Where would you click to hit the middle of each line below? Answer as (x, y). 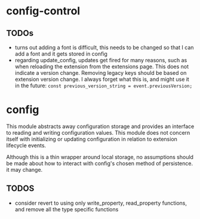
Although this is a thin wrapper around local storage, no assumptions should (100, 157)
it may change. (24, 169)
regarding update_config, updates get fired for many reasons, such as (101, 60)
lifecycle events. (26, 145)
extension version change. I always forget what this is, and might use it (102, 79)
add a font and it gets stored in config (61, 54)
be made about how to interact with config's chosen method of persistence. (99, 163)
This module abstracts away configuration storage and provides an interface (100, 126)
